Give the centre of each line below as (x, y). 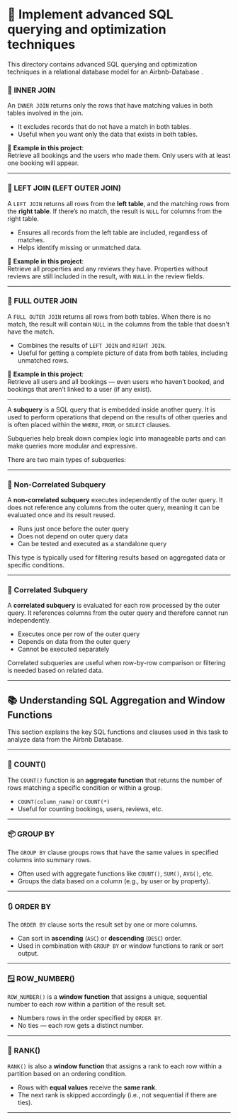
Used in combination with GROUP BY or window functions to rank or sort (120, 946)
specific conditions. (36, 565)
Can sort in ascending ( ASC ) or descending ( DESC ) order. (100, 939)
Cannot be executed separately (63, 649)
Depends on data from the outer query (74, 642)
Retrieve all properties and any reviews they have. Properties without (108, 268)
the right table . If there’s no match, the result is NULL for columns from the (115, 211)
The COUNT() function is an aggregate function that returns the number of (115, 780)
